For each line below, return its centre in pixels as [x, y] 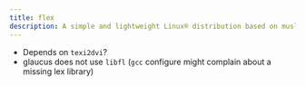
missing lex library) [58, 71]
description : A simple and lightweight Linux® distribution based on [144, 26]
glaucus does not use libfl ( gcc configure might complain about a [147, 62]
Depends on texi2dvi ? [65, 52]
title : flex [32, 18]
